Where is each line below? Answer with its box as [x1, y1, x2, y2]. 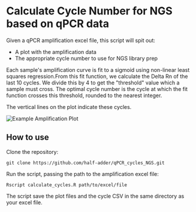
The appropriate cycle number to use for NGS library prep [14, 54, 158, 62]
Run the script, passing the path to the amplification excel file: [6, 170, 159, 177]
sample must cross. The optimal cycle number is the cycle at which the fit [6, 85, 188, 92]
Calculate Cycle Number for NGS [6, 4, 173, 18]
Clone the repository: [6, 148, 59, 155]
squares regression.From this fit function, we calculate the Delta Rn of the [6, 72, 188, 80]
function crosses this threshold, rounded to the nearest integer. [6, 92, 162, 99]
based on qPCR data [6, 17, 110, 31]
